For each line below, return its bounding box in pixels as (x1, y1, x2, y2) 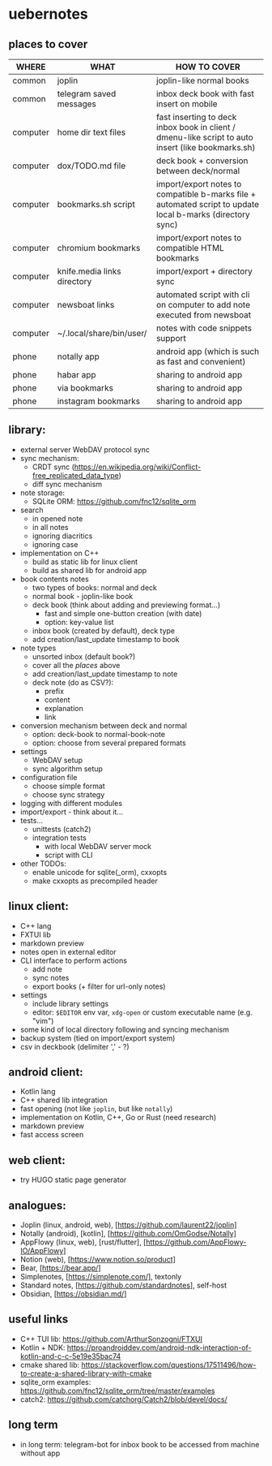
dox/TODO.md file (57, 160, 126, 171)
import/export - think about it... (19, 807, 124, 817)
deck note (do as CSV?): (32, 677, 114, 687)
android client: (8, 1065, 83, 1080)
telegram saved (57, 88, 117, 99)
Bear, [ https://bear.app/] (19, 1263, 101, 1273)
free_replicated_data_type (32, 470, 119, 480)
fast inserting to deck (156, 111, 237, 123)
